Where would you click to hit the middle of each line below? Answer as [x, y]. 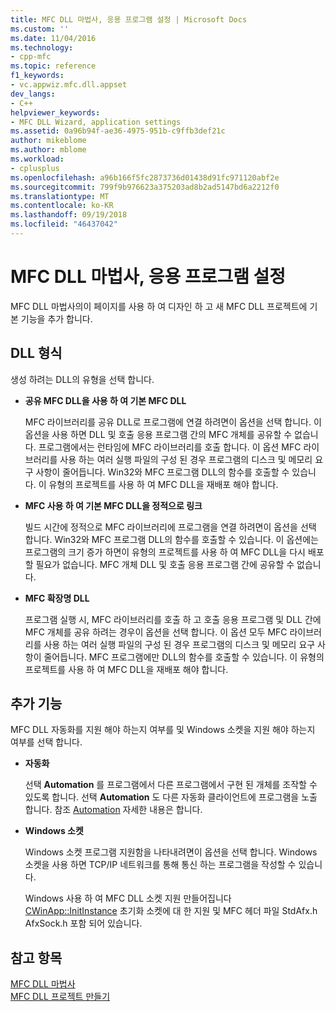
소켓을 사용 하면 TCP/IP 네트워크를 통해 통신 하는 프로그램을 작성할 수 [160, 865]
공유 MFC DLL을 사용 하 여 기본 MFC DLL [105, 400]
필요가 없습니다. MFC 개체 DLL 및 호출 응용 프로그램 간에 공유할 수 [165, 564]
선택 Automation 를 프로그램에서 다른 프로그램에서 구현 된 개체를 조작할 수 [171, 785]
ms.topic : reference [53, 66]
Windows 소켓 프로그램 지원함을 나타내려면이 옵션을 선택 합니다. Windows [171, 852]
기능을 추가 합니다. [56, 318]
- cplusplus [35, 168]
